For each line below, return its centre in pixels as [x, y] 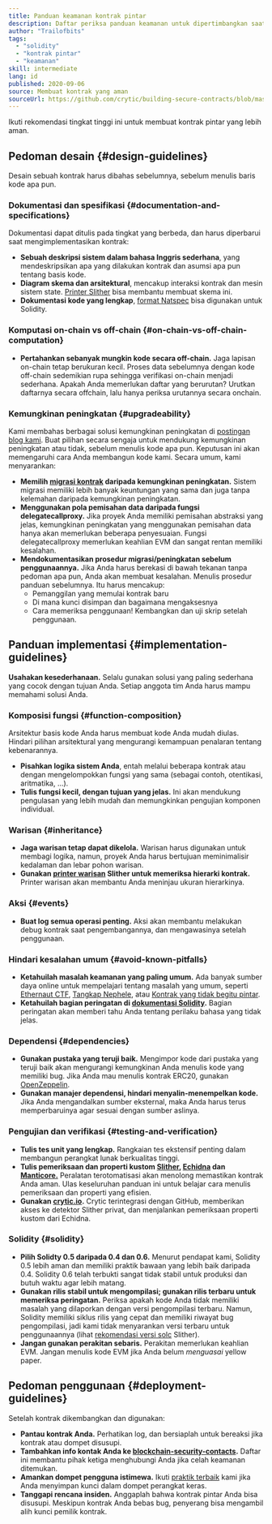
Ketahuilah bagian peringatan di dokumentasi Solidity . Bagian [126, 1002]
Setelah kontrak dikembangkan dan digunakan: [87, 1418]
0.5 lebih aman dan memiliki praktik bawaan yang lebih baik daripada [135, 1265]
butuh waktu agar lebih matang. [73, 1282]
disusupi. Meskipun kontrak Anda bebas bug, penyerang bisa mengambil [142, 1503]
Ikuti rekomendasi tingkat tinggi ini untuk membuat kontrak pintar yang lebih [135, 122]
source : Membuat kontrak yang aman [68, 91]
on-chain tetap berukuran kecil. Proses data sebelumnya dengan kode [137, 367]
